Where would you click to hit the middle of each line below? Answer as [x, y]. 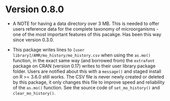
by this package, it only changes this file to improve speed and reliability [89, 82]
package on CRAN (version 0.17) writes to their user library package [84, 66]
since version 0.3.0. [33, 40]
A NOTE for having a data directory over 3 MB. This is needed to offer [86, 23]
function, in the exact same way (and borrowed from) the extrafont [83, 60]
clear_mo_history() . [34, 93]
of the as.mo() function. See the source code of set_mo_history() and [86, 87]
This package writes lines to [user [48, 49]
